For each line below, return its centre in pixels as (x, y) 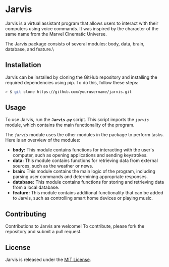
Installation (23, 65)
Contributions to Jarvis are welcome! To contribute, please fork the (75, 226)
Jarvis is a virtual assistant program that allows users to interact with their (82, 23)
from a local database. (36, 187)
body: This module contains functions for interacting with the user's (83, 150)
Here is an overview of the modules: (43, 140)
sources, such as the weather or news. (53, 166)
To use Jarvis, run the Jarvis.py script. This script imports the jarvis (77, 120)
